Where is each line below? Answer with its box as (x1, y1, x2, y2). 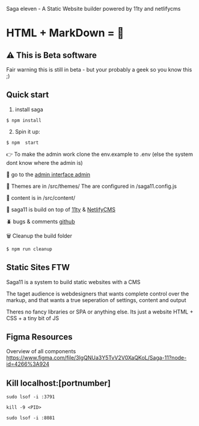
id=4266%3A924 (6, 360, 50, 368)
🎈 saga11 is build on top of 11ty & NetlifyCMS (6, 206, 116, 213)
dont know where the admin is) (6, 159, 83, 166)
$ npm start (6, 140, 39, 146)
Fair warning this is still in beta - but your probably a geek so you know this (6, 66, 192, 73)
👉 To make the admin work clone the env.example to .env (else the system (6, 150, 194, 158)
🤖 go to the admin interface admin (6, 171, 91, 178)
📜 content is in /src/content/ (6, 194, 76, 201)
